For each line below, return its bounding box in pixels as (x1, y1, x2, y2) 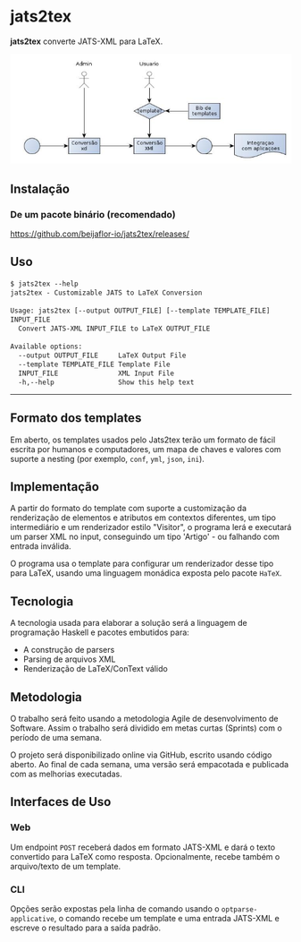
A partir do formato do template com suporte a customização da (10, 503, 247, 514)
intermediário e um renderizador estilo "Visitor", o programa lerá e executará (10, 522, 292, 533)
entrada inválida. (10, 541, 71, 552)
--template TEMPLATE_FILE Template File (18, 360, 171, 369)
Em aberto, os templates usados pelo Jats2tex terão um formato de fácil (10, 434, 276, 445)
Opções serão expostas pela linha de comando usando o (10, 903, 220, 914)
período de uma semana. (10, 732, 102, 743)
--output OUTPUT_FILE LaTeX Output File (18, 351, 187, 360)
